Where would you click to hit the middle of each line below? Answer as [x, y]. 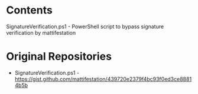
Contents [30, 10]
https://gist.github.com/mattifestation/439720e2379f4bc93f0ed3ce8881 [103, 79]
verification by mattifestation [41, 32]
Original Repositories [59, 57]
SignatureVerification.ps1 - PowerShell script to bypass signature [85, 26]
